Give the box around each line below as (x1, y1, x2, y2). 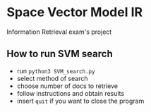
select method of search (16, 74, 88, 82)
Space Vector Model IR (6, 4, 143, 20)
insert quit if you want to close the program (16, 97, 145, 105)
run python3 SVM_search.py (16, 66, 95, 75)
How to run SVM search (6, 48, 114, 60)
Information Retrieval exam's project (6, 27, 112, 36)
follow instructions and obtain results (16, 89, 125, 97)
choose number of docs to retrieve (16, 82, 118, 90)
